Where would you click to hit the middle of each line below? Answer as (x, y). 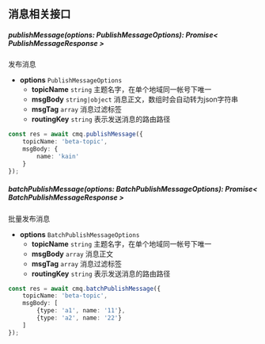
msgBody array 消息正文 (72, 254)
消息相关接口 (40, 14)
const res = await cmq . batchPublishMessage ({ (84, 289)
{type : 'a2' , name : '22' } (79, 318)
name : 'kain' (58, 156)
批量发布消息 (29, 218)
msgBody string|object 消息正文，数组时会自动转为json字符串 (135, 99)
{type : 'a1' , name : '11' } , (81, 311)
